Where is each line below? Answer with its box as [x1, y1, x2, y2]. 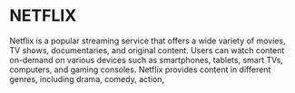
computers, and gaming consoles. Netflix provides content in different [9, 64, 271, 75]
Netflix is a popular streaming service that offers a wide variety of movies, [9, 35, 286, 46]
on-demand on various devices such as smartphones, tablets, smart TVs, [9, 54, 284, 65]
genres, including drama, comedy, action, [9, 73, 165, 84]
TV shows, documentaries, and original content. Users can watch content [9, 44, 285, 55]
